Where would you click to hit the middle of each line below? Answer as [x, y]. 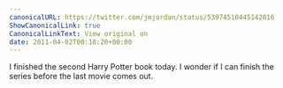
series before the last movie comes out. [81, 77]
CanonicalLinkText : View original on [79, 33]
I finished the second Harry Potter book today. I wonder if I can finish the [141, 67]
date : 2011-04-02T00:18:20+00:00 [71, 42]
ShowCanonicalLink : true [55, 26]
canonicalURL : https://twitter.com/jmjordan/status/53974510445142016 [142, 17]
